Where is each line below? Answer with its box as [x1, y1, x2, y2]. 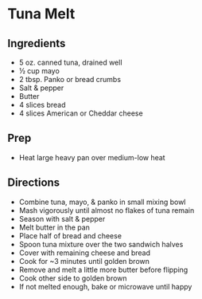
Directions [7, 176, 60, 190]
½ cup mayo [18, 66, 60, 76]
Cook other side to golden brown [18, 273, 128, 283]
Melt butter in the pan [18, 222, 91, 232]
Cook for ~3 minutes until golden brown [18, 256, 150, 266]
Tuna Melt [7, 5, 76, 23]
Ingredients [7, 37, 66, 50]
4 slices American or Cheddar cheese [18, 108, 144, 118]
